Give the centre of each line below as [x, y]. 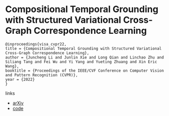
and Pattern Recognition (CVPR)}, [42, 75]
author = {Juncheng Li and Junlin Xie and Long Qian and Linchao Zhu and [85, 57]
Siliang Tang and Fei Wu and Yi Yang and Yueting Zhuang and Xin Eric [81, 62]
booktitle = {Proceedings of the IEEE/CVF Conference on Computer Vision [85, 71]
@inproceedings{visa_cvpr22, [36, 44]
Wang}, [12, 66]
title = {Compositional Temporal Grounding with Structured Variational [83, 48]
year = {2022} [20, 79]
